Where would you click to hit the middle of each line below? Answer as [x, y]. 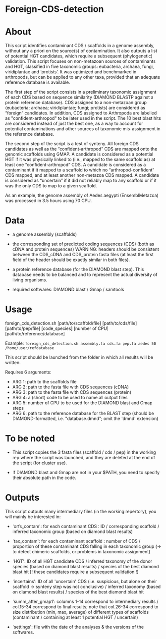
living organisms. [30, 280]
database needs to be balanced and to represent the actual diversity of [85, 275]
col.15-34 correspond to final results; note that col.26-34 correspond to [85, 607]
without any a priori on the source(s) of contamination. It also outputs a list [81, 51]
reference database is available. [38, 82]
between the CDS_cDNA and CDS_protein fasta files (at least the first [83, 255]
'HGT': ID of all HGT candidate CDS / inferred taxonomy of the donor [82, 561]
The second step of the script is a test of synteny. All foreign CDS [72, 144]
